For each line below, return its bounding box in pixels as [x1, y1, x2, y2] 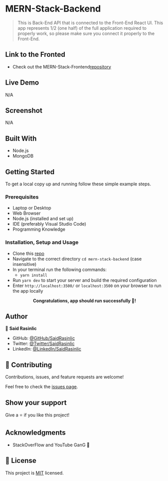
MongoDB [12, 153, 34, 159]
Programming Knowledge [12, 226, 65, 232]
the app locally [12, 288, 44, 294]
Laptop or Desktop [12, 205, 51, 211]
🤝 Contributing [5, 361, 52, 369]
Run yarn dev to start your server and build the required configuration [12, 277, 157, 283]
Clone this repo [12, 250, 44, 256]
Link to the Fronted [5, 50, 65, 59]
